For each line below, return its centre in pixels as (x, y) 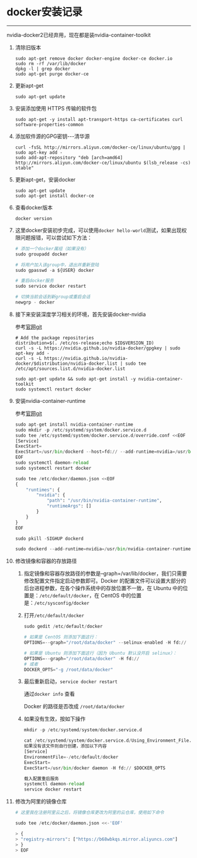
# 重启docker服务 (34, 281)
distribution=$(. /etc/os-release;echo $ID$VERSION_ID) (84, 343)
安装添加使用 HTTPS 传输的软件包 (56, 108)
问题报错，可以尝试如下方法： (56, 237)
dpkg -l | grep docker (43, 69)
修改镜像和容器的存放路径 (46, 561)
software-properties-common (49, 125)
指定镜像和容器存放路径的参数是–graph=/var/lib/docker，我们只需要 (106, 574)
